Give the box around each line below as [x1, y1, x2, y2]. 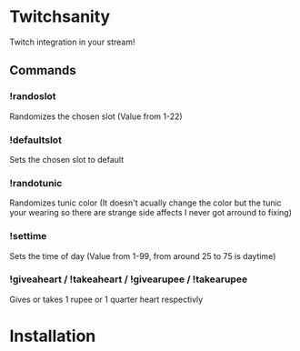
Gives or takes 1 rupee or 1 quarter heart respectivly [9, 294, 204, 305]
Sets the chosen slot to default [9, 154, 125, 165]
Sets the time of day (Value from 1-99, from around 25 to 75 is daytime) [9, 250, 276, 261]
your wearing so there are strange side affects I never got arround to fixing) [9, 207, 293, 218]
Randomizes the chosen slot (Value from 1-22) [9, 111, 184, 122]
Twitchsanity [9, 6, 111, 27]
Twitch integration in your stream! [9, 36, 135, 47]
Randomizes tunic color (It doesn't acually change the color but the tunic [9, 197, 282, 208]
